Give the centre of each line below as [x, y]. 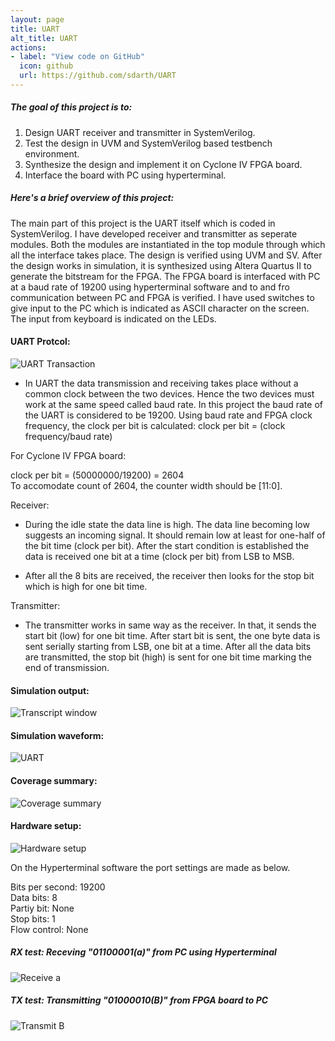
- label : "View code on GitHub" [77, 57]
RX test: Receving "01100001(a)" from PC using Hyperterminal [143, 952]
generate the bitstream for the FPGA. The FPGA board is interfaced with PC [165, 276]
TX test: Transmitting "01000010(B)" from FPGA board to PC [139, 1000]
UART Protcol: [40, 342]
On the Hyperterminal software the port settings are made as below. [150, 867]
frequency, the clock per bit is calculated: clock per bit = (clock [155, 426]
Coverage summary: [54, 781]
